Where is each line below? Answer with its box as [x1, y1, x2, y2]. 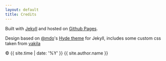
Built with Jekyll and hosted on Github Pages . [5, 25, 98, 31]
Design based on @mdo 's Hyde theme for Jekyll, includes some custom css [5, 35, 162, 41]
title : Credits [5, 12, 37, 17]
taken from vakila [5, 40, 41, 46]
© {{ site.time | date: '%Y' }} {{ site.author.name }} [5, 50, 108, 56]
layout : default [5, 7, 39, 12]
